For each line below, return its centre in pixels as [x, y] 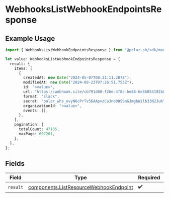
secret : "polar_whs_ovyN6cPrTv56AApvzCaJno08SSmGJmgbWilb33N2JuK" [94, 101]
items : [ [23, 68]
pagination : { [29, 125]
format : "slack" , [41, 96]
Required [149, 178]
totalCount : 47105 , [39, 129]
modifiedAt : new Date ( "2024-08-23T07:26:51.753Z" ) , [79, 82]
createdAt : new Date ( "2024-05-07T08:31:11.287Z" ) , [77, 78]
